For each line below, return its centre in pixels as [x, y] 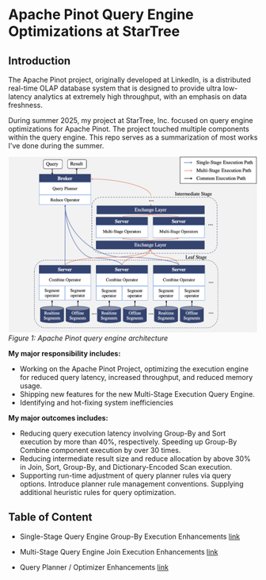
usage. [31, 386]
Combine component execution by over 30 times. [100, 450]
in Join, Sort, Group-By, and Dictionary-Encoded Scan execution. [126, 467]
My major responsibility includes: [65, 353]
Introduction [40, 61]
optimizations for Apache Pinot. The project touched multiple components [129, 129]
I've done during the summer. [56, 146]
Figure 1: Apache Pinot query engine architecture [88, 338]
